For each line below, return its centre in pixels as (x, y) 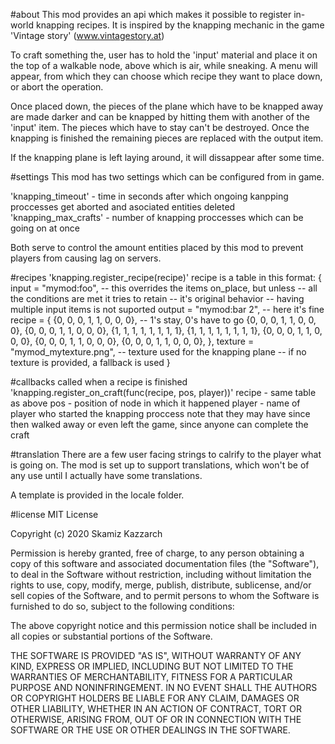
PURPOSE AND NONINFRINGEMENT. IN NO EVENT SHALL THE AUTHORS (164, 687)
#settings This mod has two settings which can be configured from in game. (167, 177)
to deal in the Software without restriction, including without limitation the (161, 574)
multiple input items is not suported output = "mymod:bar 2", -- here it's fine (167, 309)
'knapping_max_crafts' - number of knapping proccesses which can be (157, 217)
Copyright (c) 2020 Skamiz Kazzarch (86, 533)
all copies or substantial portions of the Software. (111, 636)
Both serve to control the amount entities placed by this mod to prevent (157, 247)
